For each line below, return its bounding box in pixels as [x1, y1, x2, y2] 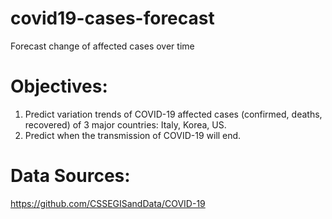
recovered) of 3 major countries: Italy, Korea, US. [24, 118, 227, 131]
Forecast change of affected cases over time [10, 40, 195, 52]
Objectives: [10, 75, 108, 98]
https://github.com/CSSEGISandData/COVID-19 [10, 197, 206, 209]
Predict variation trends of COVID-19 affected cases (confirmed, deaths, [24, 108, 323, 120]
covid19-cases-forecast [10, 7, 215, 30]
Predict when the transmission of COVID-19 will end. [24, 129, 242, 141]
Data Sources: [10, 165, 131, 187]
